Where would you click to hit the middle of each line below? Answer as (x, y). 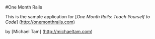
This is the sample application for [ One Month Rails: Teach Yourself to (77, 17)
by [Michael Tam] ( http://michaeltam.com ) (49, 31)
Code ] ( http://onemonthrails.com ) (40, 22)
